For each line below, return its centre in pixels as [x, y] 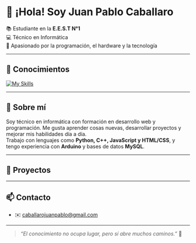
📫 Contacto [28, 197]
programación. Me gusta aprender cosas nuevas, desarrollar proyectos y [94, 127]
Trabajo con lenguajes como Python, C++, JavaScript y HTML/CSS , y [91, 140]
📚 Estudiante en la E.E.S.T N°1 [43, 28]
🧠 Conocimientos [38, 70]
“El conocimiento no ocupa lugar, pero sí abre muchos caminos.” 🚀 [101, 234]
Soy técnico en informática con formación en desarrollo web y [81, 121]
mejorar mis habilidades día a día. [46, 134]
